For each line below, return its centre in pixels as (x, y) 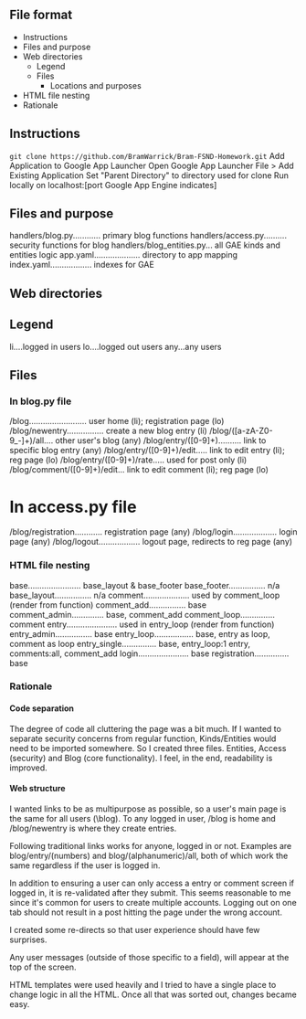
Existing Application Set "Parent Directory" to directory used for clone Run (149, 175)
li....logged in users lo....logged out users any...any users (116, 346)
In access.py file (73, 507)
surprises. (28, 939)
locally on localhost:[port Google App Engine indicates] (113, 185)
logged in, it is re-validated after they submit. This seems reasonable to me (150, 892)
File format (41, 15)
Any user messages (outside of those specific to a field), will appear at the (149, 957)
